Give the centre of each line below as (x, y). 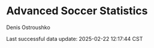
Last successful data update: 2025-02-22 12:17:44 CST (75, 39)
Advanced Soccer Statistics (77, 11)
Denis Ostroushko (28, 27)
